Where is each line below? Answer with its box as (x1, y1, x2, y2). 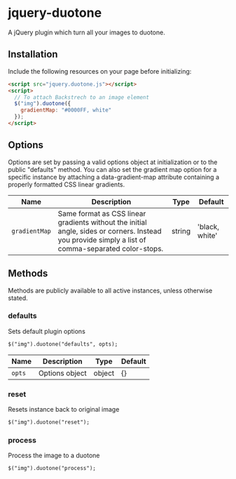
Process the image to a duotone (8, 451, 100, 460)
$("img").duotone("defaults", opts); (8, 340, 118, 348)
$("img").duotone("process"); (8, 465, 97, 472)
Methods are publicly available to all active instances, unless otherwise (8, 286, 213, 295)
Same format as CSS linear (57, 208, 146, 218)
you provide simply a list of (57, 235, 146, 245)
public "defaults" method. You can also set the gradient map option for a (8, 165, 217, 173)
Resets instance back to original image (8, 405, 120, 413)
